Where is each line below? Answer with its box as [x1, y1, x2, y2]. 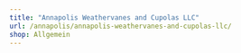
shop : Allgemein [9, 30, 70, 39]
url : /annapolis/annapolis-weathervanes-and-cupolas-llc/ [9, 22, 232, 31]
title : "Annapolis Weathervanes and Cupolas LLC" [9, 13, 200, 22]
